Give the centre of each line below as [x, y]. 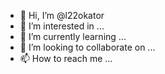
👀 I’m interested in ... [62, 26]
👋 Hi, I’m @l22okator [62, 15]
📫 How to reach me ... [66, 58]
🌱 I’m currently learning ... [73, 36]
